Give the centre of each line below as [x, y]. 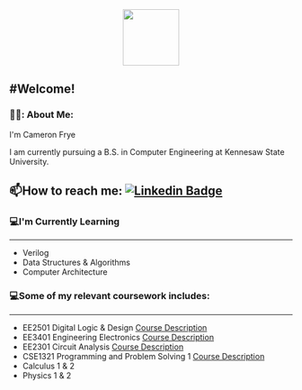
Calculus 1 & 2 [48, 366]
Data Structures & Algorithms [76, 263]
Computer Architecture [65, 272]
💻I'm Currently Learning [64, 222]
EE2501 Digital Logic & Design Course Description [115, 327]
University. [29, 161]
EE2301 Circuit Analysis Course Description [103, 347]
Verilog [36, 253]
